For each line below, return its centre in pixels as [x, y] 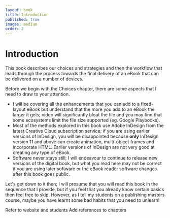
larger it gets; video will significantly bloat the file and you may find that [87, 115]
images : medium [21, 24]
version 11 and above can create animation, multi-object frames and [83, 142]
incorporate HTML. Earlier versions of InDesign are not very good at [83, 147]
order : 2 [14, 29]
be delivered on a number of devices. [44, 79]
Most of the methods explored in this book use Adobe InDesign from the [88, 126]
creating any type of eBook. [42, 152]
